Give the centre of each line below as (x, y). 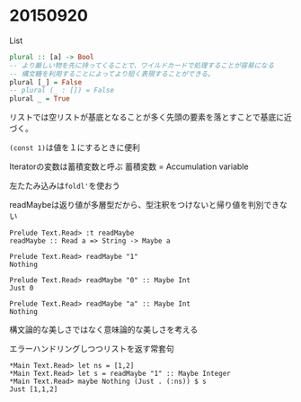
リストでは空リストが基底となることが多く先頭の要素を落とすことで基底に (147, 117)
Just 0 (22, 289)
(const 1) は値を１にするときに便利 (75, 147)
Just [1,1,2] (34, 389)
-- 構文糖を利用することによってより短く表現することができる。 (112, 74)
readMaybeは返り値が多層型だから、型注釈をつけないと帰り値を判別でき (145, 205)
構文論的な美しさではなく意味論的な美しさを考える (104, 330)
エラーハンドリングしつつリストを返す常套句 (92, 349)
